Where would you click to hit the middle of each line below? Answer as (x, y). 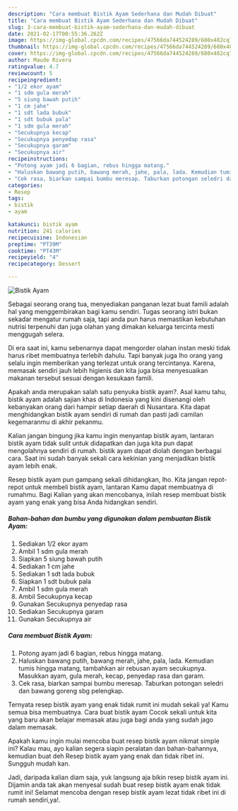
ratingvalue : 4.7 (34, 67)
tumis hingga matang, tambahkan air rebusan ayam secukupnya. (112, 668)
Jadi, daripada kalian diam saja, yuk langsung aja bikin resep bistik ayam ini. (119, 777)
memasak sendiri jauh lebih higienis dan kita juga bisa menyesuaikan (108, 370)
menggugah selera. (36, 334)
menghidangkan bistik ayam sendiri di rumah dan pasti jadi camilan (106, 414)
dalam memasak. (33, 727)
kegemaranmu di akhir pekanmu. (56, 422)
